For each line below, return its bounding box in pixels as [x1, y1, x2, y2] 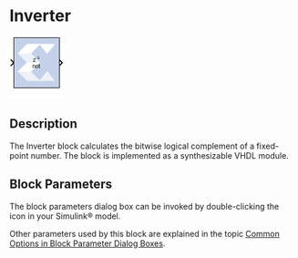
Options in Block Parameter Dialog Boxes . [9, 238, 166, 249]
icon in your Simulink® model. [9, 211, 121, 222]
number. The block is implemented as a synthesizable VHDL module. [30, 150, 289, 160]
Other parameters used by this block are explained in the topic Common [9, 228, 281, 239]
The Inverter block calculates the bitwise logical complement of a [9, 140, 255, 151]
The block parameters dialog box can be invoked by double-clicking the [9, 201, 280, 212]
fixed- [256, 140, 280, 151]
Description [9, 116, 77, 132]
